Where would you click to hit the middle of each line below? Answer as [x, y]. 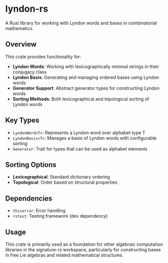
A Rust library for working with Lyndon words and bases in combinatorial [81, 23]
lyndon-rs [27, 9]
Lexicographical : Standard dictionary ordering [61, 177]
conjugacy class [30, 72]
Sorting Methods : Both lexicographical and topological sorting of [81, 99]
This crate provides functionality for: [43, 56]
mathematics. [20, 28]
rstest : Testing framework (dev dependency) [60, 216]
